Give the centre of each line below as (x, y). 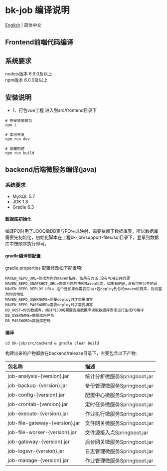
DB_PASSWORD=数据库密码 (28, 321)
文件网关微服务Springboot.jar (119, 424)
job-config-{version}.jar (36, 395)
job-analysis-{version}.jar (38, 376)
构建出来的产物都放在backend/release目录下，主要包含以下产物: (71, 353)
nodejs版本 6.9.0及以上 (29, 74)
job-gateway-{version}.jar (39, 442)
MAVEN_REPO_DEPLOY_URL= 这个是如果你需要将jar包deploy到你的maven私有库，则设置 (83, 289)
